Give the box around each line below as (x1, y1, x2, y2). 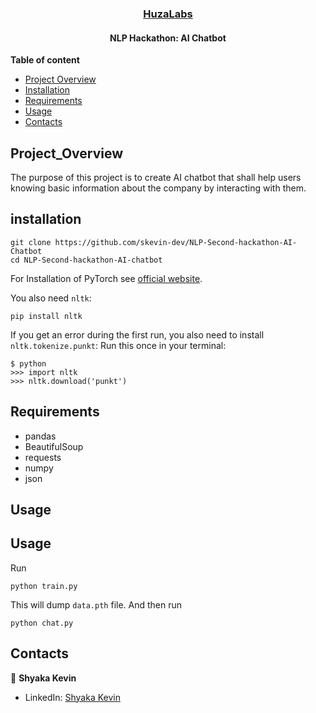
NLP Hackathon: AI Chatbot (109, 32, 227, 44)
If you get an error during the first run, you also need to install (10, 328, 265, 341)
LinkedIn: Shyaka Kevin (24, 691, 121, 703)
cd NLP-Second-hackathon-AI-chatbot (10, 255, 163, 265)
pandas (24, 430, 57, 442)
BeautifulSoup (24, 440, 84, 452)
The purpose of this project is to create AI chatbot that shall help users (10, 171, 302, 183)
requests (24, 451, 62, 463)
